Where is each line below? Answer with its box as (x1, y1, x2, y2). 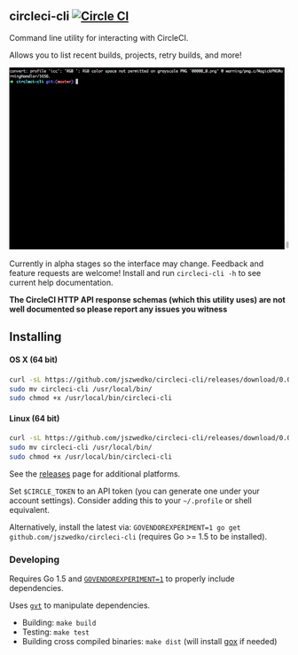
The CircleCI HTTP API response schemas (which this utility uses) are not (9, 295, 286, 305)
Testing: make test (21, 627, 90, 637)
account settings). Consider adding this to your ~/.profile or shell (9, 495, 253, 506)
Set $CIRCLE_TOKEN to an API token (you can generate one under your (9, 485, 260, 497)
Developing (9, 554, 60, 566)
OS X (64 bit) (9, 354, 59, 365)
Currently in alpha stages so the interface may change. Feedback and (9, 258, 264, 269)
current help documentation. (9, 277, 114, 288)
